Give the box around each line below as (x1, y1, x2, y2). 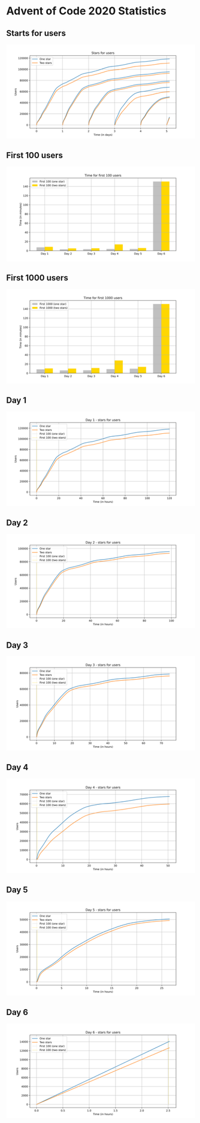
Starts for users (6, 28, 66, 38)
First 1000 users (6, 273, 69, 283)
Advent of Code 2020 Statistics (6, 4, 166, 18)
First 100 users (6, 150, 63, 161)
